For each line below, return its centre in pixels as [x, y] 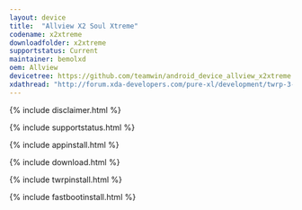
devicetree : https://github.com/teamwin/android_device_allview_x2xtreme [151, 76]
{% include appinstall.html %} [64, 144]
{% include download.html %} [65, 162]
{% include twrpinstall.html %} [66, 179]
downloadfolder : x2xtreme [58, 43]
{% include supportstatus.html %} [72, 127]
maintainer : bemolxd [48, 59]
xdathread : [30, 84]
